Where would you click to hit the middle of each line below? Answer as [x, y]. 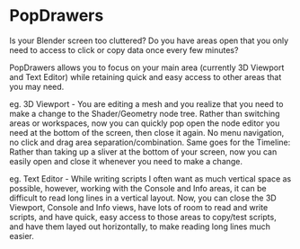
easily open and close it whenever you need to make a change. [126, 161]
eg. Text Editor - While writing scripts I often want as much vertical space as [150, 178]
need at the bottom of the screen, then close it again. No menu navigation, [147, 132]
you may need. [37, 86]
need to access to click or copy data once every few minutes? [124, 49]
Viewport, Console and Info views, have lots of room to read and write [139, 207]
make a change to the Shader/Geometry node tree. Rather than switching [145, 113]
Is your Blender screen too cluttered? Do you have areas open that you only [149, 40]
